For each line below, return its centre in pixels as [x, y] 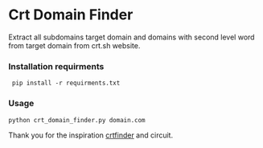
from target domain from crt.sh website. [74, 45]
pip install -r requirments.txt [66, 83]
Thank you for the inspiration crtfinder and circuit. [91, 135]
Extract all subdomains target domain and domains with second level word [131, 37]
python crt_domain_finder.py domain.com [77, 120]
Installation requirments [56, 66]
